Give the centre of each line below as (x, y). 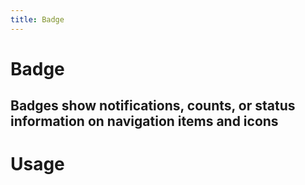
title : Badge (37, 19)
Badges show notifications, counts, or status (153, 106)
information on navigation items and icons (144, 121)
